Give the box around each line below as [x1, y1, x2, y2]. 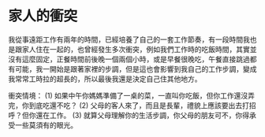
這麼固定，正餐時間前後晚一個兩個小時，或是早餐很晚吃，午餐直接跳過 [21, 54, 250, 64]
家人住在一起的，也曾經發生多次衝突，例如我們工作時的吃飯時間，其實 [21, 44, 250, 54]
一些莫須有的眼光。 [14, 120, 77, 130]
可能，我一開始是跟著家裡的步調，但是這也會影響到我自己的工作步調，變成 [14, 64, 257, 73]
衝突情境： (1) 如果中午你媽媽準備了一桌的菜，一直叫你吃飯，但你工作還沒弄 [8, 91, 255, 100]
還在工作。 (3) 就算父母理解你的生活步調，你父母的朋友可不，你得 [35, 110, 250, 120]
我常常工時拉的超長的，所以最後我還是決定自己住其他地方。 [8, 74, 202, 83]
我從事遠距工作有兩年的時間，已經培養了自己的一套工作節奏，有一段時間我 [8, 35, 250, 44]
